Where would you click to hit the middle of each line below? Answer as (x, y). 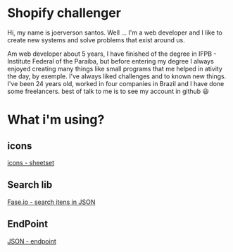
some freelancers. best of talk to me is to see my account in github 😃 (108, 91)
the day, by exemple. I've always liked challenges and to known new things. (117, 76)
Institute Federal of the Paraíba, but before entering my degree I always (111, 61)
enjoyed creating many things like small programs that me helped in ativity (115, 68)
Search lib (30, 185)
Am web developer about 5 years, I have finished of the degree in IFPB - (112, 54)
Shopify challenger (64, 13)
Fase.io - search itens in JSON (51, 202)
